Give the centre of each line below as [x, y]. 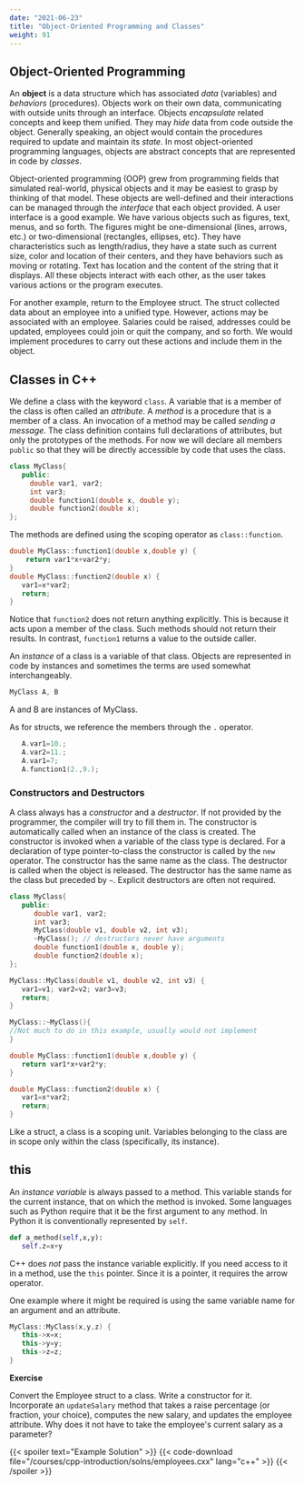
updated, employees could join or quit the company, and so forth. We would [151, 332]
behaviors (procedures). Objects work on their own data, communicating [146, 103]
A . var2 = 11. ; [44, 752]
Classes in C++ [53, 380]
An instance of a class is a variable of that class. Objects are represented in [151, 657]
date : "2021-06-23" [46, 18]
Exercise [26, 1378]
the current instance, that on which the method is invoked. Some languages [151, 1201]
